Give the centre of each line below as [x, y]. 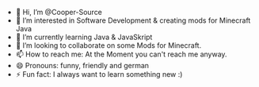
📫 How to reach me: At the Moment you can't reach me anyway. [121, 54]
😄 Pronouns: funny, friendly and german [82, 65]
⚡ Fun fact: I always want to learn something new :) [99, 74]
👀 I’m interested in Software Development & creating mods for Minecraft [133, 20]
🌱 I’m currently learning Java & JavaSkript [84, 37]
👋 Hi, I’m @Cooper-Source [59, 12]
